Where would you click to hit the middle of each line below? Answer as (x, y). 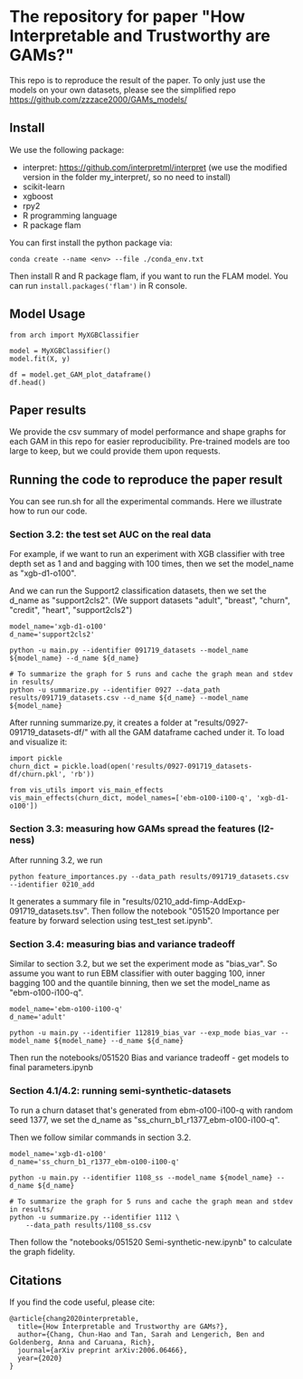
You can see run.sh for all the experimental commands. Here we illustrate (146, 502)
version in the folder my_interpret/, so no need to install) (127, 177)
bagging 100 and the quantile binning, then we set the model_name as (140, 983)
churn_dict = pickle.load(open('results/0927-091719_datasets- (131, 767)
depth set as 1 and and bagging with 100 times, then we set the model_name (151, 564)
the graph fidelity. (42, 1252)
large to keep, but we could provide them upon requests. (115, 451)
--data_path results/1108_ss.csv (89, 1226)
